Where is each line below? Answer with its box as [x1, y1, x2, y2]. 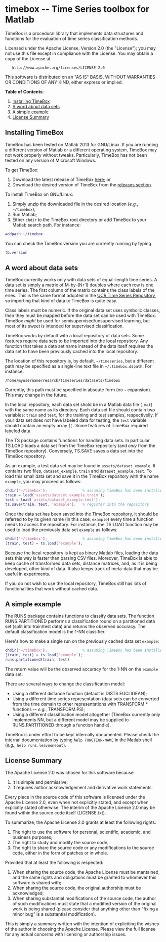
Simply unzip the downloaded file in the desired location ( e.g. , [12, 201, 138, 207]
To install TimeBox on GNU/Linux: [5, 191, 74, 197]
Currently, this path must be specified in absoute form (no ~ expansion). [5, 387, 152, 393]
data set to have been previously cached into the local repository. [5, 349, 138, 355]
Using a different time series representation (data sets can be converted [12, 696, 160, 702]
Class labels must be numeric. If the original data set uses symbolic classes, [5, 308, 161, 314]
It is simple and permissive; [12, 779, 68, 785]
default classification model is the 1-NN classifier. [5, 629, 106, 635]
